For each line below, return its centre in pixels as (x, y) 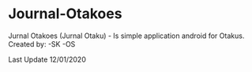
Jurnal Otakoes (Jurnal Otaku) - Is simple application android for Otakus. (126, 36)
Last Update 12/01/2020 (47, 59)
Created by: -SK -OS (42, 44)
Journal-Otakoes (65, 14)
